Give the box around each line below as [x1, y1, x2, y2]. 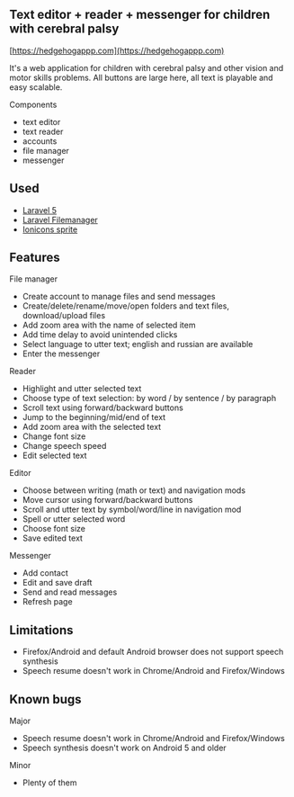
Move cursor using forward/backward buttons [22, 495, 193, 506]
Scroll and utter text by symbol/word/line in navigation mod [22, 504, 242, 515]
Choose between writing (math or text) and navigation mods [22, 485, 245, 496]
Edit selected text [22, 450, 87, 461]
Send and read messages [22, 587, 118, 597]
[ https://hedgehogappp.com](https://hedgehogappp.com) [9, 45, 225, 56]
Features [9, 250, 60, 265]
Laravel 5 [22, 204, 57, 215]
